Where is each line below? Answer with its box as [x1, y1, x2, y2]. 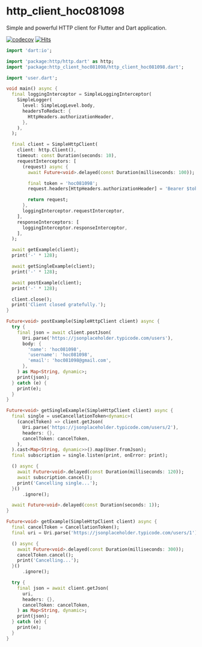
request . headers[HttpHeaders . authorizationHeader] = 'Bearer [28, 186, 185, 192]
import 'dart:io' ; [6, 47, 52, 54]
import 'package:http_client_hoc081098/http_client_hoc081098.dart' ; [6, 64, 185, 70]
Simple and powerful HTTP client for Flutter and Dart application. [6, 24, 167, 31]
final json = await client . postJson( [17, 330, 112, 336]
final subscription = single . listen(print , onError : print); [11, 452, 168, 458]
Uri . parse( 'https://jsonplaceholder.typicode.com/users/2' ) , [22, 424, 179, 430]
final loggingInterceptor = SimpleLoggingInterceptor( [11, 92, 152, 98]
